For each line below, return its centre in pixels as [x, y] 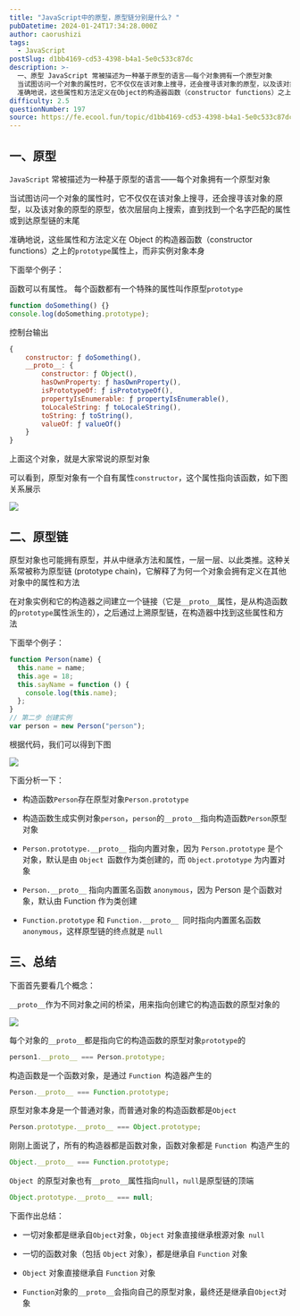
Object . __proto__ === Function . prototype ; [89, 1163]
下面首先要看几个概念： [52, 985]
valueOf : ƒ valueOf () [82, 424]
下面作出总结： [37, 1216]
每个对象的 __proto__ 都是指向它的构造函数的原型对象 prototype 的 [127, 1040]
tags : [19, 42]
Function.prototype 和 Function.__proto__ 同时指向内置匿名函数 [142, 920]
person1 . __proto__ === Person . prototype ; [87, 1057]
